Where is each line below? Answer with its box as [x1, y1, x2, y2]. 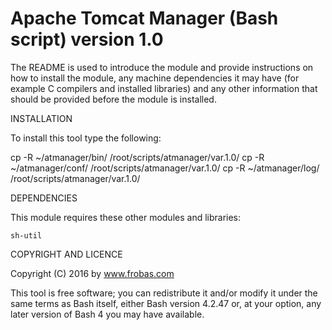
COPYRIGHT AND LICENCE [10, 248, 123, 260]
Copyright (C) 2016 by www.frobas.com [10, 267, 175, 279]
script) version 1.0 [10, 28, 164, 51]
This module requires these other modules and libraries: [10, 211, 242, 223]
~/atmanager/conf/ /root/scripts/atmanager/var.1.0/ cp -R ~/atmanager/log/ [10, 162, 320, 174]
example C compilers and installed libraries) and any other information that [10, 82, 318, 94]
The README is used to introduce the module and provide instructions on [10, 61, 314, 73]
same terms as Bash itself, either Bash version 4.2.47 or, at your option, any [10, 297, 322, 309]
